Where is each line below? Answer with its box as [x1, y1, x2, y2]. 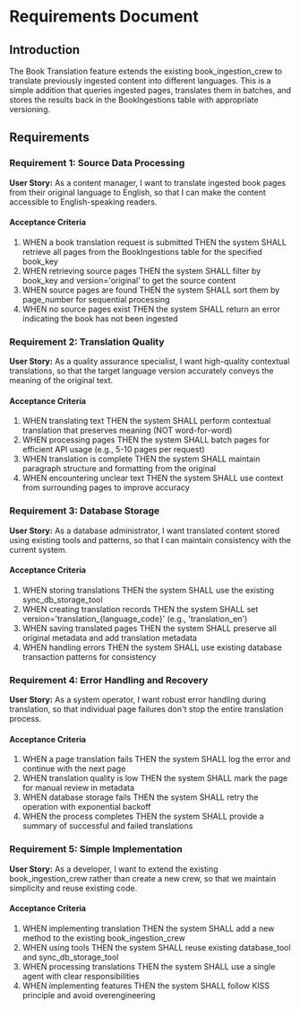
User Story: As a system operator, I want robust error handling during [9, 694, 267, 706]
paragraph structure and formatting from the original [21, 463, 217, 474]
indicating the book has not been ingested [21, 312, 178, 324]
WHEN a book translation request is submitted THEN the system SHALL [21, 236, 287, 248]
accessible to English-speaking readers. [9, 196, 158, 207]
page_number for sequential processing [21, 294, 170, 304]
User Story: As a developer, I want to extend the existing [9, 864, 219, 874]
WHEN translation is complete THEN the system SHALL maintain [21, 453, 261, 464]
